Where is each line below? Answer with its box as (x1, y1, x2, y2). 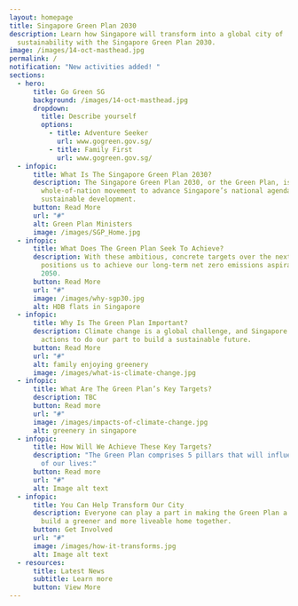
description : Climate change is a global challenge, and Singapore (32, 327, 288, 336)
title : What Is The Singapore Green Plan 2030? (32, 170, 213, 179)
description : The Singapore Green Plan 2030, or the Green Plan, (32, 179, 279, 187)
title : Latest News (32, 566, 105, 576)
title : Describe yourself (41, 112, 137, 121)
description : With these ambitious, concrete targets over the (32, 252, 272, 262)
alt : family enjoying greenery (32, 360, 149, 369)
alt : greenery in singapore (32, 426, 137, 435)
